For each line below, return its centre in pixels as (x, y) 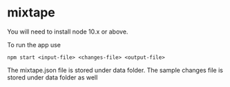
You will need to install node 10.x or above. (68, 32)
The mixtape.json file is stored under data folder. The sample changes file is (115, 70)
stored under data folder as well (52, 77)
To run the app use (34, 45)
